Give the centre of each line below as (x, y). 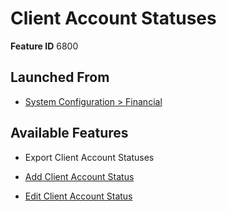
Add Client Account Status (79, 176)
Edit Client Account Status (78, 196)
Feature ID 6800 (44, 46)
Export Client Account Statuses (89, 157)
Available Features (69, 133)
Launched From (60, 77)
